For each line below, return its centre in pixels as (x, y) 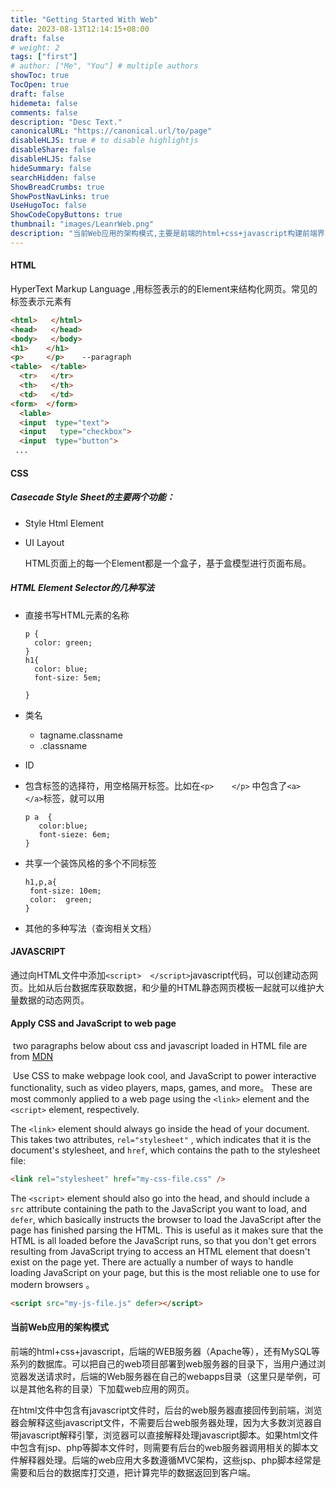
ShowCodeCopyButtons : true (66, 215)
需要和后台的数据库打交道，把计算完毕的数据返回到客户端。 (133, 1472)
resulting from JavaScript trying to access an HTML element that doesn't (160, 1251)
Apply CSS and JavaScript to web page (93, 1023)
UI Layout (44, 542)
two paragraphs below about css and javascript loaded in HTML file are (160, 1046)
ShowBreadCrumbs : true (57, 187)
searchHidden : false (53, 177)
